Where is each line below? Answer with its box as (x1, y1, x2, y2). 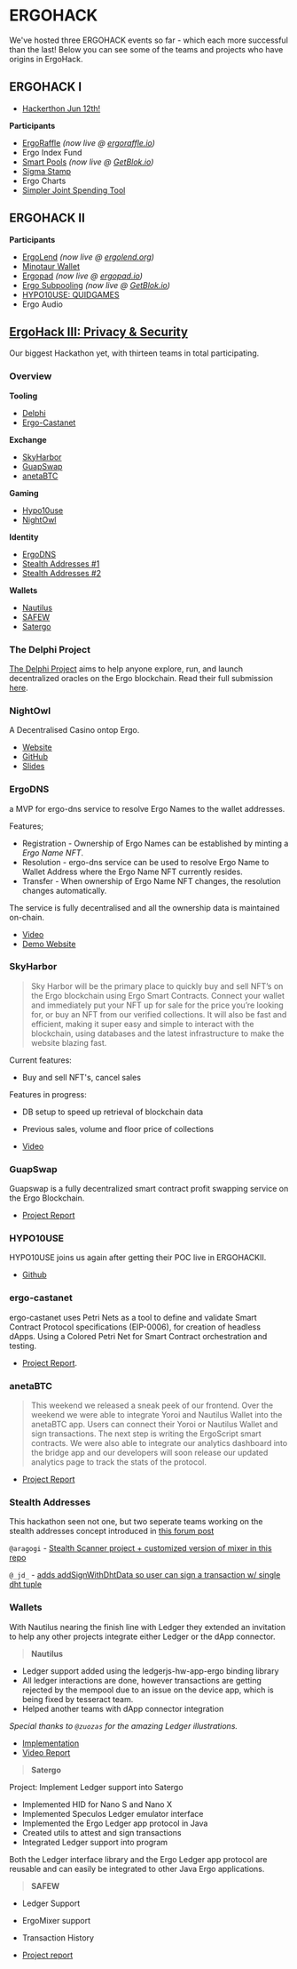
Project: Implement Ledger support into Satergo (9, 1781, 184, 1792)
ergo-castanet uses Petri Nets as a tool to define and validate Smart (9, 1312, 257, 1322)
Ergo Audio (21, 299, 64, 309)
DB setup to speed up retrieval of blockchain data (21, 1106, 204, 1117)
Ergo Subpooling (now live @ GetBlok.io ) (21, 279, 171, 290)
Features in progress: (9, 1089, 87, 1099)
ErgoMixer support (21, 1915, 91, 1925)
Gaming (9, 487, 39, 498)
